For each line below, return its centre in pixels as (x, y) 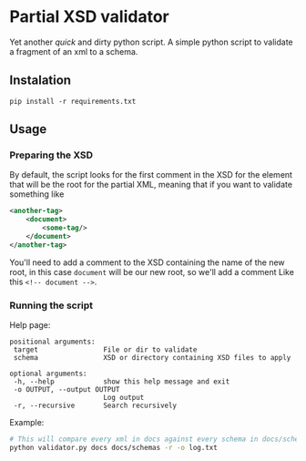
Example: (27, 423)
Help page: (30, 325)
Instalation (40, 81)
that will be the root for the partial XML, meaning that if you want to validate (151, 185)
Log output (124, 398)
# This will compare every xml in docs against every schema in (134, 439)
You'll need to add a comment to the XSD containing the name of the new (147, 262)
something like (37, 194)
